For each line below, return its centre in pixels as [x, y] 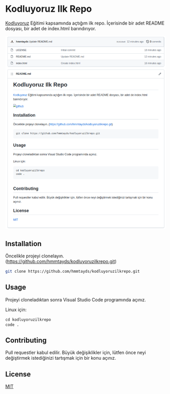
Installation [23, 244]
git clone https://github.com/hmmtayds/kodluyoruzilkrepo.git [73, 271]
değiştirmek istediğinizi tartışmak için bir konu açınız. [61, 358]
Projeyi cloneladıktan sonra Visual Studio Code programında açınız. [76, 299]
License [18, 374]
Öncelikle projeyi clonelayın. [35, 256]
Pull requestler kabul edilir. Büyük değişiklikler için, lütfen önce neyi [76, 353]
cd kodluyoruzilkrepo [28, 320]
